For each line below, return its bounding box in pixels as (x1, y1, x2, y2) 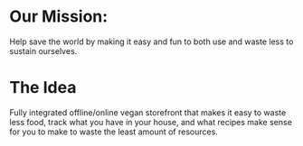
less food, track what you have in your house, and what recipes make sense (9, 116, 292, 127)
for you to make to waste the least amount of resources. (9, 126, 219, 137)
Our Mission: (9, 6, 109, 27)
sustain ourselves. (9, 45, 78, 56)
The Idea (9, 78, 77, 98)
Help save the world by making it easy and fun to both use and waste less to (9, 36, 294, 47)
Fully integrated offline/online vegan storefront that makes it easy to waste (9, 106, 287, 118)
